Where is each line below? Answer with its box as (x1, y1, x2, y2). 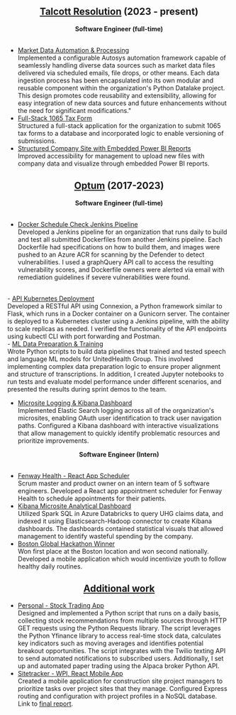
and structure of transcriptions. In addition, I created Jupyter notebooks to (7, 370, 225, 378)
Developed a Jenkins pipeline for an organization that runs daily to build (17, 227, 227, 236)
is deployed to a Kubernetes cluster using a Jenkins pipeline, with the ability (7, 316, 229, 326)
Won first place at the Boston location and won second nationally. (17, 547, 209, 555)
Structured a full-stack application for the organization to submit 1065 (17, 121, 221, 130)
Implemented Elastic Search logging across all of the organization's (17, 406, 215, 414)
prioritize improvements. (17, 436, 89, 445)
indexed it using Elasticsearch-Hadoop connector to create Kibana (17, 517, 213, 525)
